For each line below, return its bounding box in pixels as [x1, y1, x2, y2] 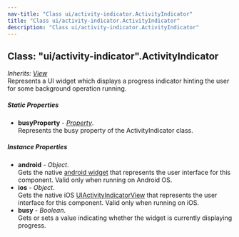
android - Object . [17, 161, 69, 169]
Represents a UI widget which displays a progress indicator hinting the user [7, 76, 230, 86]
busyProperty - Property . [17, 118, 94, 127]
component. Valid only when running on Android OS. [17, 176, 173, 184]
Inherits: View [7, 69, 48, 78]
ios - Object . [17, 183, 55, 192]
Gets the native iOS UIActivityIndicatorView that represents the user [17, 191, 218, 200]
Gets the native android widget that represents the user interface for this [17, 168, 231, 177]
